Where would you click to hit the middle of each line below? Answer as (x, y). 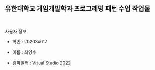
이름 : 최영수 (24, 52)
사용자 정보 (16, 31)
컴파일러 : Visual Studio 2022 (41, 63)
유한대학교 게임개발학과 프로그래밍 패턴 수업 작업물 (78, 9)
